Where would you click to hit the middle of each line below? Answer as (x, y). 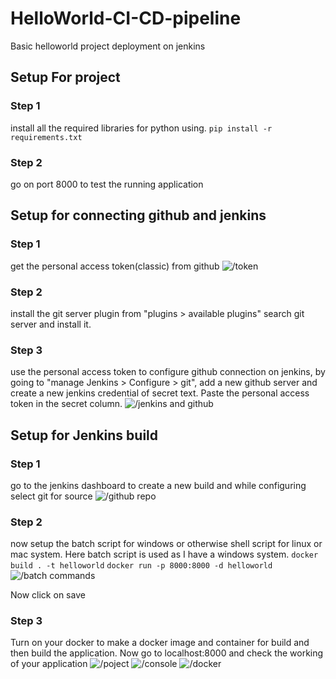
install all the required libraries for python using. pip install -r (141, 128)
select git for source (51, 496)
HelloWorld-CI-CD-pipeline (126, 18)
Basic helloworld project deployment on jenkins (108, 46)
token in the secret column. (66, 404)
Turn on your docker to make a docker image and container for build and (160, 643)
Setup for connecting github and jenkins (138, 215)
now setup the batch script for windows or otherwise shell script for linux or (166, 544)
